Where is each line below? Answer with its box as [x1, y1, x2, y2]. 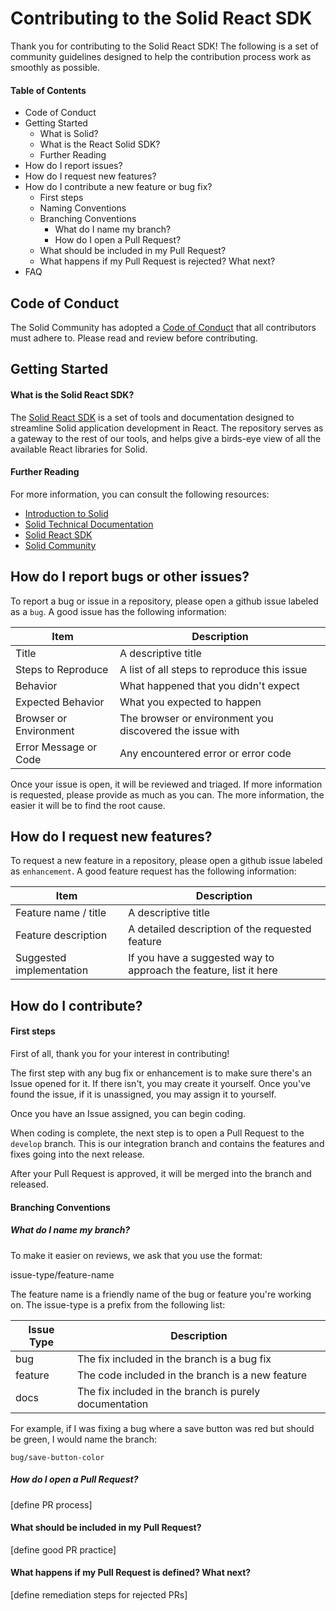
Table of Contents [10, 84, 87, 96]
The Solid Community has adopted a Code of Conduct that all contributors [10, 321, 317, 333]
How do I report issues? [24, 160, 123, 172]
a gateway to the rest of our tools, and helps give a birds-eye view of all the [10, 432, 322, 444]
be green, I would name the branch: [10, 1433, 158, 1445]
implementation [15, 963, 89, 977]
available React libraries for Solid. [10, 443, 148, 455]
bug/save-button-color [10, 1452, 105, 1462]
